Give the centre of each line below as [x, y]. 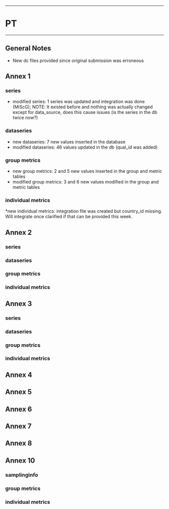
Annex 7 [18, 426]
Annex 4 [19, 375]
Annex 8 [19, 443]
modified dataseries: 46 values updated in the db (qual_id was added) [85, 147]
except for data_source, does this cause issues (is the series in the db [85, 112]
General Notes [28, 48]
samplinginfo [22, 475]
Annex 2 [19, 232]
